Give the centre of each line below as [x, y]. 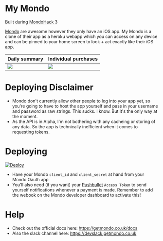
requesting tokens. [31, 132]
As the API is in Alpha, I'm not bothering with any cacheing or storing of [84, 121]
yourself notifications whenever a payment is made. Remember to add [82, 189]
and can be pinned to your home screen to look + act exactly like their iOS [79, 41]
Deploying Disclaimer [49, 87]
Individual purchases [73, 59]
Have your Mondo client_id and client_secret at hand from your [78, 174]
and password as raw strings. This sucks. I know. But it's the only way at [85, 111]
